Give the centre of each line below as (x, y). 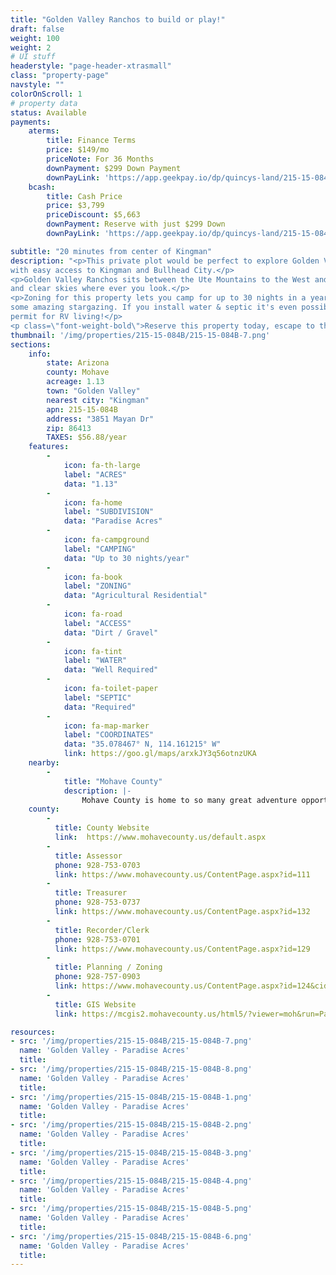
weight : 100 (35, 38)
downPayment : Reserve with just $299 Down (136, 224)
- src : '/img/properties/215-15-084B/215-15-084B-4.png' (131, 1181)
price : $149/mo (78, 150)
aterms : (44, 131)
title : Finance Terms (91, 141)
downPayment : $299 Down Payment (114, 168)
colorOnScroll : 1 (46, 94)
